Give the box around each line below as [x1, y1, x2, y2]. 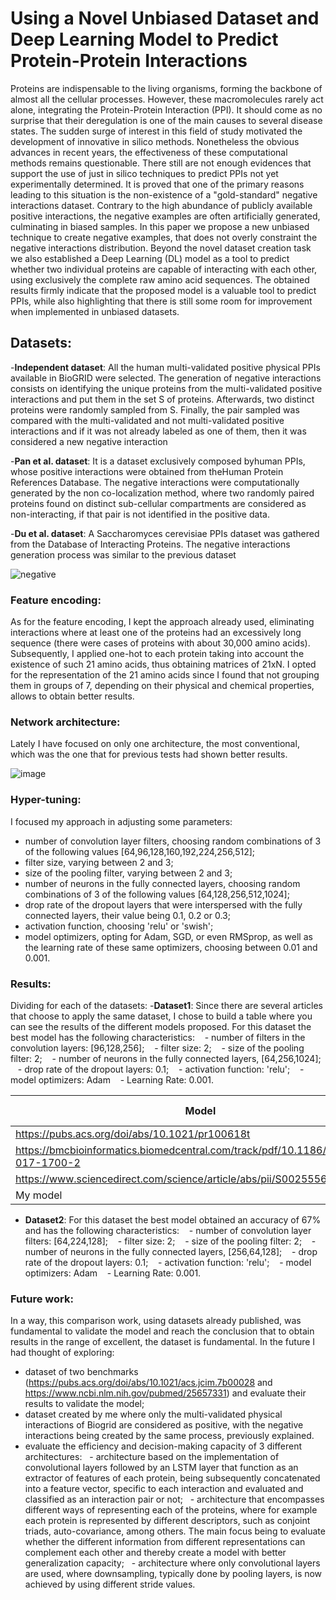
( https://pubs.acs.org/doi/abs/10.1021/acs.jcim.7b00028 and [24, 1377, 273, 1389]
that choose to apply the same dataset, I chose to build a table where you [10, 1010, 313, 1022]
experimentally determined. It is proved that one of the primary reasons [10, 178, 305, 190]
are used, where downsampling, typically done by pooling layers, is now [24, 1568, 323, 1580]
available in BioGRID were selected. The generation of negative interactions [10, 372, 322, 384]
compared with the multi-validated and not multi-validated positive [10, 414, 285, 426]
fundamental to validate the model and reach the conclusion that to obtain [10, 1325, 315, 1337]
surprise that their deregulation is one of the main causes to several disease [10, 114, 323, 126]
